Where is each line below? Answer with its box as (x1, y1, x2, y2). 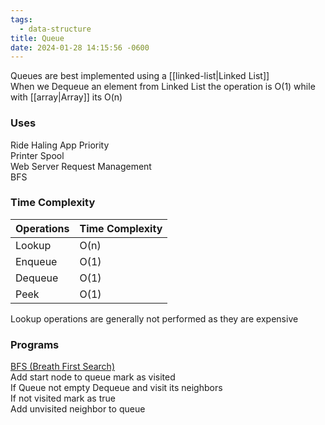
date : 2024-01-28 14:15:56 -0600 (10, 42, 150, 53)
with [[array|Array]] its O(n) (10, 91, 123, 103)
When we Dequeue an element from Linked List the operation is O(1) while (10, 81, 316, 93)
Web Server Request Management (10, 160, 152, 172)
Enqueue (15, 254, 58, 268)
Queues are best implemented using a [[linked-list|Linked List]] (10, 70, 270, 82)
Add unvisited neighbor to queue (10, 403, 146, 415)
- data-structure (19, 24, 92, 34)
